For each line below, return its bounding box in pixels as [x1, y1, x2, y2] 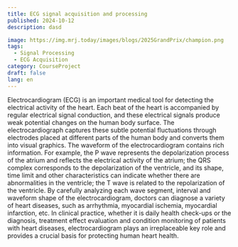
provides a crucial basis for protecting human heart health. [7, 231, 179, 240]
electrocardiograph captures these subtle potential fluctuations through [7, 126, 217, 134]
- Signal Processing [13, 50, 75, 57]
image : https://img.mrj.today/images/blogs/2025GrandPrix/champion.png [7, 36, 224, 43]
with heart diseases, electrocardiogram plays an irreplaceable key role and [7, 224, 226, 232]
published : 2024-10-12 [7, 17, 75, 24]
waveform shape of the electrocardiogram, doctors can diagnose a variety [7, 193, 225, 202]
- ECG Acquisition [13, 56, 69, 64]
